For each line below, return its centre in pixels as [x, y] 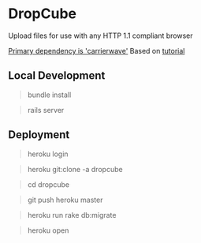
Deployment [39, 135]
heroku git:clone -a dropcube [75, 169]
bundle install [49, 95]
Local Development [57, 76]
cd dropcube [48, 184]
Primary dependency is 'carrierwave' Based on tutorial [97, 50]
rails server [46, 110]
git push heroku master [65, 200]
